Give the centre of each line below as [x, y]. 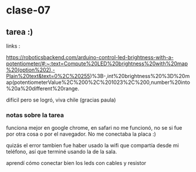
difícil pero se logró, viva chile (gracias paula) [61, 100]
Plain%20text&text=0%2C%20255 [48, 76]
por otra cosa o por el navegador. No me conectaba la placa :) [81, 134]
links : [13, 46]
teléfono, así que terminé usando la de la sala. [62, 152]
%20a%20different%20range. [43, 88]
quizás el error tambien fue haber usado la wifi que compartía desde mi [92, 146]
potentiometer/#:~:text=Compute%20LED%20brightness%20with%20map [97, 63]
